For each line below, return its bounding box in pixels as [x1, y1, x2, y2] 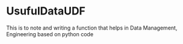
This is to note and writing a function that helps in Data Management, [6, 24, 178, 31]
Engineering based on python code [6, 30, 94, 37]
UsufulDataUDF [6, 4, 86, 18]
